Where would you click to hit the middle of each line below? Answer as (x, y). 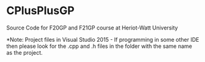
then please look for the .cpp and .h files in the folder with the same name (99, 46)
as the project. (24, 52)
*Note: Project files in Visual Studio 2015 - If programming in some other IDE (103, 39)
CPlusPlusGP (40, 11)
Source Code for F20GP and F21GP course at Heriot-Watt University (92, 28)
